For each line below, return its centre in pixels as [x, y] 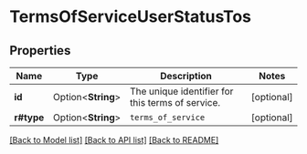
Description [186, 76]
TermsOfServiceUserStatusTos [131, 17]
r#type [29, 118]
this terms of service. [175, 103]
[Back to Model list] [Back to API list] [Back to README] [114, 140]
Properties [40, 51]
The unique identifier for [181, 91]
